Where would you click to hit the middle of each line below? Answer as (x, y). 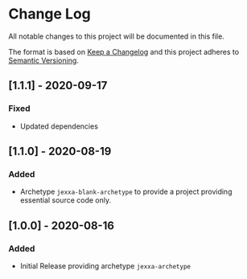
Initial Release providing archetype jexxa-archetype (105, 266)
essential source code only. (66, 200)
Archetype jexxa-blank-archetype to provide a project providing (126, 192)
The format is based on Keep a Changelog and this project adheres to (124, 51)
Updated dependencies (59, 126)
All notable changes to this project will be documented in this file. (117, 36)
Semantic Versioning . (43, 60)
